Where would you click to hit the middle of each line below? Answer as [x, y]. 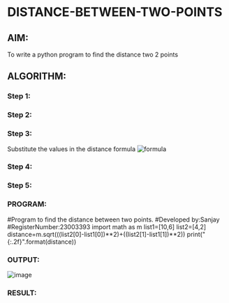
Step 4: [20, 166]
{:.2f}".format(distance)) [42, 242]
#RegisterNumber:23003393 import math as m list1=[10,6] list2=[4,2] [107, 226]
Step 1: [19, 96]
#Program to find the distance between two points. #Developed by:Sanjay [113, 219]
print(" [196, 234]
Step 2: [20, 115]
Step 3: [20, 134]
